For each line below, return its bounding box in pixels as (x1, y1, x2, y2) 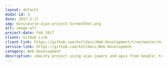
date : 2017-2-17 (5, 16, 39, 21)
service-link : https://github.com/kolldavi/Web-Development (5, 44, 133, 49)
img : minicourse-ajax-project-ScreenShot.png (5, 21, 101, 26)
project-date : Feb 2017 (5, 30, 55, 35)
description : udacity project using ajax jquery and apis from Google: (5, 53, 157, 59)
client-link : (5, 40, 32, 45)
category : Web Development (5, 49, 61, 54)
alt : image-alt (5, 26, 37, 31)
